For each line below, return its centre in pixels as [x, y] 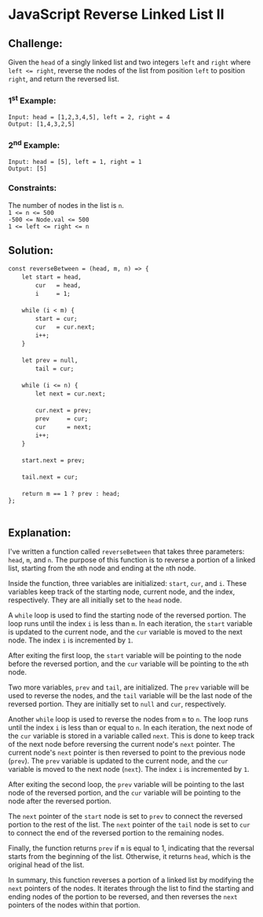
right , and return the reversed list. [64, 79]
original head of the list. [46, 865]
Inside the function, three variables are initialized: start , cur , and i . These [128, 584]
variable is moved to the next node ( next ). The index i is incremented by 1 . [129, 770]
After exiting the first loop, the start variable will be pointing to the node [125, 656]
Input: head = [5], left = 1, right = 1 [75, 162]
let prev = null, [50, 360]
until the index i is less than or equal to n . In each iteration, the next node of [130, 728]
